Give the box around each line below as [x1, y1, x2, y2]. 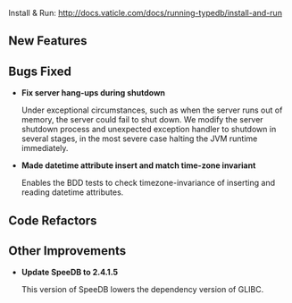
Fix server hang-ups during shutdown [21, 88, 166, 98]
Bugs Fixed [8, 63, 72, 79]
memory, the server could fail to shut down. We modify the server [21, 114, 264, 125]
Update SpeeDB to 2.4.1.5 [21, 267, 118, 278]
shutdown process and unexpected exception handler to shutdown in [21, 124, 277, 135]
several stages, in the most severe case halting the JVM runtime [21, 133, 258, 144]
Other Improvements [8, 243, 127, 258]
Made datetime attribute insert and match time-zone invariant [21, 160, 256, 171]
